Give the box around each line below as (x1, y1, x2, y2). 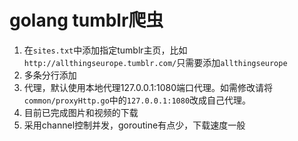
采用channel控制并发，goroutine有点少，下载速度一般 (23, 119, 246, 131)
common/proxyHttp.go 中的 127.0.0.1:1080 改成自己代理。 (23, 94, 252, 106)
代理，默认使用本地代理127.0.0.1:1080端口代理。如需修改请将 (23, 81, 274, 93)
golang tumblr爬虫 (9, 9, 164, 32)
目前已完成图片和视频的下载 (23, 106, 139, 118)
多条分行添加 (23, 69, 77, 81)
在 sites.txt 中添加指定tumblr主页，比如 (23, 44, 188, 56)
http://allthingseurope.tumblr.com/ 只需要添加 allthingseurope (23, 56, 288, 68)
